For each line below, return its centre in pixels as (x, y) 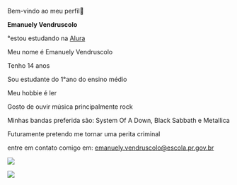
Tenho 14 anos (29, 66)
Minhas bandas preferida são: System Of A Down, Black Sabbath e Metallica (118, 120)
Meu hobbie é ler (32, 93)
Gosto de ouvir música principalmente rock (70, 107)
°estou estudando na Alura (46, 38)
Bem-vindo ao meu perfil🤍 (46, 11)
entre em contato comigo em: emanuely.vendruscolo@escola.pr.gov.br (111, 148)
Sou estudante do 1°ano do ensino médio (67, 79)
